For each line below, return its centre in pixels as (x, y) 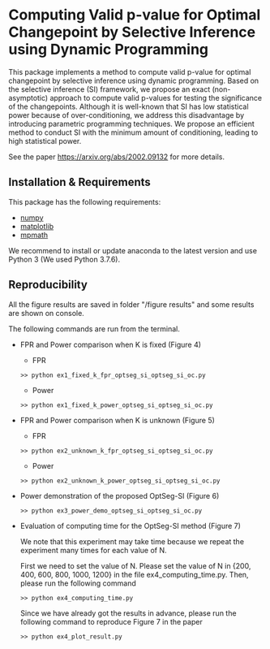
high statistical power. (45, 141)
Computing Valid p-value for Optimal (135, 15)
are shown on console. (47, 313)
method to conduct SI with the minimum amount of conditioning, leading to (133, 132)
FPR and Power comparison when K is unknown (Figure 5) (117, 420)
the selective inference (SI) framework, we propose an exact (109, 89)
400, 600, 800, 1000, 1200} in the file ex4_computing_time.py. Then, (134, 574)
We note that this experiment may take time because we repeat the (132, 541)
